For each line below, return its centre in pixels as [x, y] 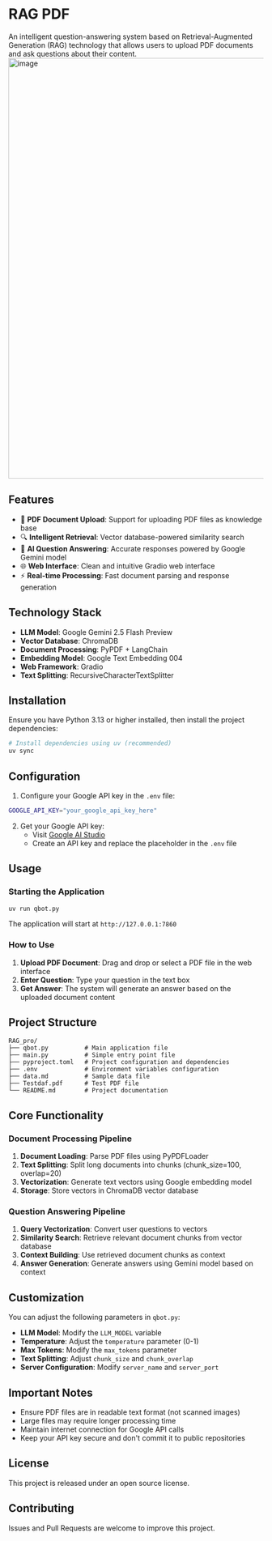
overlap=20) [41, 1173]
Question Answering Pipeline [67, 1211]
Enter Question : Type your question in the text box [105, 980]
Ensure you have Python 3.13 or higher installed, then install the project [127, 720]
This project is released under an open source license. [99, 1483]
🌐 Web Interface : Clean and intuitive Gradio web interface [117, 566]
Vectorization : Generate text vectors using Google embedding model [136, 1182]
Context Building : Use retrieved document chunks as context [123, 1255]
